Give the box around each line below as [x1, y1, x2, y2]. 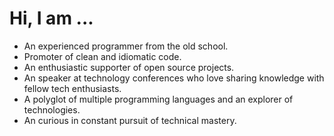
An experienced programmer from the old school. [23, 40, 229, 52]
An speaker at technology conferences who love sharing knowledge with [23, 72, 325, 84]
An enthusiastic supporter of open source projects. [23, 61, 235, 73]
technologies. [23, 103, 81, 116]
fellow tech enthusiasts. [23, 82, 122, 94]
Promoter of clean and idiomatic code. [23, 50, 182, 62]
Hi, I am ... [9, 7, 94, 30]
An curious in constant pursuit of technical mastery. [23, 114, 237, 126]
